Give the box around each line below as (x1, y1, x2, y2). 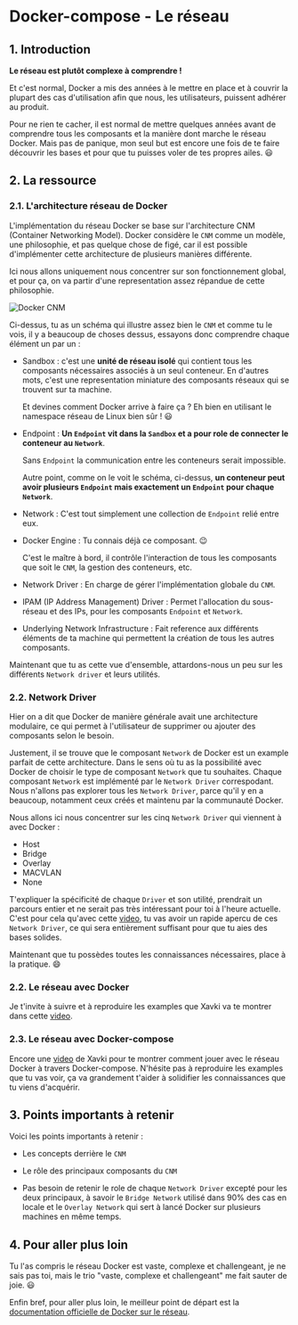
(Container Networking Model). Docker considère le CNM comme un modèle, (9, 229, 286, 240)
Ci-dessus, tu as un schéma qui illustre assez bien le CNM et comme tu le (9, 319, 273, 330)
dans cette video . (9, 1010, 73, 1022)
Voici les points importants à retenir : (9, 1131, 144, 1142)
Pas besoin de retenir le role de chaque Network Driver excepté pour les (21, 1183, 287, 1194)
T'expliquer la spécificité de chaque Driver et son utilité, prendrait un (9, 893, 262, 904)
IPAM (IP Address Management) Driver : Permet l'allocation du (21, 596, 251, 607)
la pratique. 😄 (9, 959, 61, 969)
